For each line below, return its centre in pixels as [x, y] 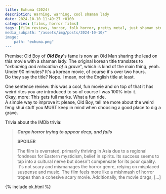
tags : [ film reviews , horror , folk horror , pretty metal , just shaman [79, 28]
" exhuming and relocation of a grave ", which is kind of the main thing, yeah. [83, 66]
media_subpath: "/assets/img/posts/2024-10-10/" [56, 33]
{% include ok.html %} [28, 187]
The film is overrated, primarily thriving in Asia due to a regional [82, 151]
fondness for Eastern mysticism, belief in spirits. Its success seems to [88, 156]
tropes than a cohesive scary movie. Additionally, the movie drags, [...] [89, 177]
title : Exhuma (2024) [27, 10]
